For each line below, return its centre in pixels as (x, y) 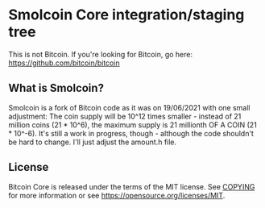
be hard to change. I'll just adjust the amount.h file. (93, 142)
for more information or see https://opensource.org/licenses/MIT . (117, 195)
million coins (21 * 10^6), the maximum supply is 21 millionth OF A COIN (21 (133, 125)
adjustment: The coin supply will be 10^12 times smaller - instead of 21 (125, 116)
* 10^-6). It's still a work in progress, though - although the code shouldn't (131, 133)
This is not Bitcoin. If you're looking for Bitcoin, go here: (101, 54)
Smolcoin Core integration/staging (126, 15)
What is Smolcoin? (56, 88)
